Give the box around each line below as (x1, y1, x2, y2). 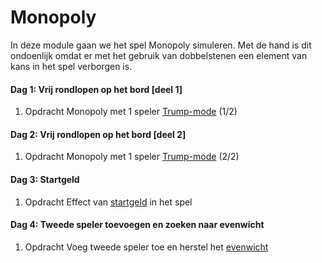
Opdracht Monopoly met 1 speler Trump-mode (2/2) (24, 151, 240, 163)
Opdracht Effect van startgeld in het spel (24, 196, 193, 208)
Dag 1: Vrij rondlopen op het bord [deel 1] (10, 83, 183, 95)
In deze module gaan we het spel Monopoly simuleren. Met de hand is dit (10, 39, 312, 51)
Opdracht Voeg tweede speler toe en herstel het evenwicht (24, 241, 269, 253)
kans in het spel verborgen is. (10, 60, 133, 72)
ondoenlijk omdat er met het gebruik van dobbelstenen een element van (10, 49, 308, 61)
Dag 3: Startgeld (10, 173, 80, 185)
